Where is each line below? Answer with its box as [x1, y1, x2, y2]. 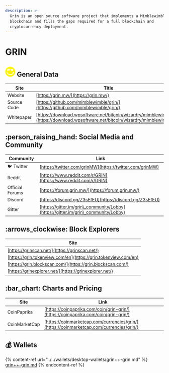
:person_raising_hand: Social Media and [5, 133, 134, 141]
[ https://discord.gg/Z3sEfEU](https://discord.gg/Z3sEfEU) [39, 197, 160, 203]
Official [7, 184, 23, 191]
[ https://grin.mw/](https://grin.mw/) [36, 92, 110, 98]
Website [7, 92, 25, 98]
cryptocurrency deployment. [10, 24, 69, 29]
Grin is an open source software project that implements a [10, 13, 138, 19]
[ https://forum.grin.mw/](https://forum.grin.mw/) [39, 187, 140, 193]
